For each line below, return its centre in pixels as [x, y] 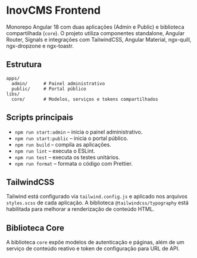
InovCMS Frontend [54, 10]
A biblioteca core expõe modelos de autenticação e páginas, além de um [95, 243]
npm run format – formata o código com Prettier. [74, 163]
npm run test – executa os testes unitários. [67, 157]
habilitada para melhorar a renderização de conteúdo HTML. [80, 209]
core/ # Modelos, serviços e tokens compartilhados [85, 99]
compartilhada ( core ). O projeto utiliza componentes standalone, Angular [96, 33]
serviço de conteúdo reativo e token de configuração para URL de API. [93, 248]
